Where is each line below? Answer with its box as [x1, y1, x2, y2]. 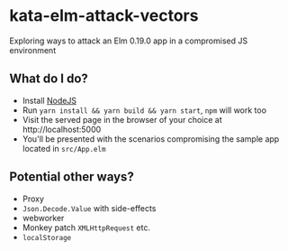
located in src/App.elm [22, 143, 106, 153]
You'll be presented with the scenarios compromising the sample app [22, 133, 280, 144]
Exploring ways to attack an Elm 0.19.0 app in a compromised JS [9, 35, 248, 46]
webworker [22, 212, 65, 223]
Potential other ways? [9, 169, 135, 185]
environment [9, 44, 57, 55]
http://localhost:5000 [22, 124, 102, 135]
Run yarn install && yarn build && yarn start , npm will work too [22, 105, 267, 116]
